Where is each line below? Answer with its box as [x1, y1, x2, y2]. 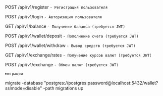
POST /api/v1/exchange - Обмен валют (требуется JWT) [5, 62, 119, 67]
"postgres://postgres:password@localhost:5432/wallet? [44, 80, 159, 86]
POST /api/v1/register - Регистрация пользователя [5, 4, 108, 10]
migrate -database [5, 80, 43, 86]
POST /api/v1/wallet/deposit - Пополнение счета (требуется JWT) [5, 33, 139, 39]
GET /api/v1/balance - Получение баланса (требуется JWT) [5, 23, 125, 29]
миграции [5, 71, 23, 76]
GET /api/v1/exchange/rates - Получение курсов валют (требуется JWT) [5, 52, 152, 58]
